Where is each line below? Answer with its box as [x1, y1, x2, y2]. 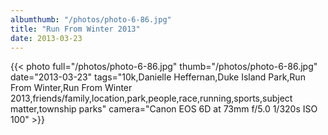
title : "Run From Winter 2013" [10, 24, 141, 34]
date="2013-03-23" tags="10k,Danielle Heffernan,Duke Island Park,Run [10, 71, 306, 83]
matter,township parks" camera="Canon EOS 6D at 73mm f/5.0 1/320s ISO [10, 103, 318, 115]
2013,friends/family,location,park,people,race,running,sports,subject [10, 92, 293, 105]
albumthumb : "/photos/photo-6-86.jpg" [10, 14, 172, 25]
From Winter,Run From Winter [10, 82, 133, 94]
